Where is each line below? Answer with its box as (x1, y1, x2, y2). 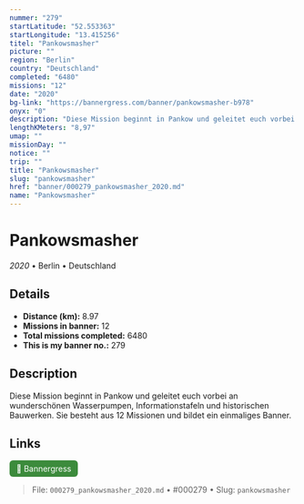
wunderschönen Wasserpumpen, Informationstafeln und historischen (9, 399, 269, 410)
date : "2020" (9, 89, 59, 98)
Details (9, 287, 50, 302)
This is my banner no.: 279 (22, 339, 126, 350)
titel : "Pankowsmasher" (9, 38, 100, 48)
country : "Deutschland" (9, 65, 100, 74)
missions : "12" (9, 81, 67, 90)
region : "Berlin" (9, 55, 76, 65)
